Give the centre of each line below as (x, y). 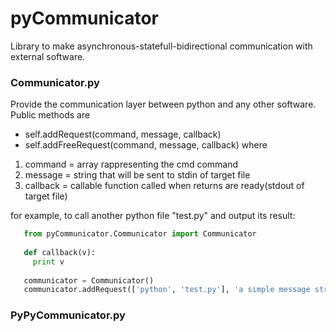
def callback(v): (60, 252)
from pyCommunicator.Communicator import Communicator (140, 234)
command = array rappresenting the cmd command (131, 164)
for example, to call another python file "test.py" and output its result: (153, 216)
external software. (48, 56)
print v (48, 262)
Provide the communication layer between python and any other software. (163, 104)
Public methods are (50, 115)
